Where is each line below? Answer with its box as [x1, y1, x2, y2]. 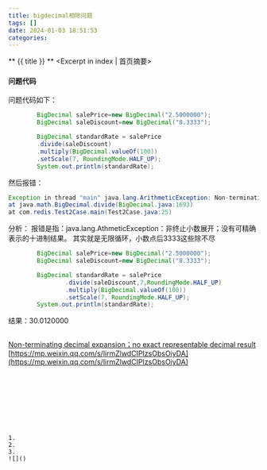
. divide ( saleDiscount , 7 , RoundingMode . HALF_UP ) [64, 279, 222, 287]
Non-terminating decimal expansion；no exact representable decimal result [8, 340, 257, 349]
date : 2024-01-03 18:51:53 [8, 26, 98, 34]
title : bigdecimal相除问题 [8, 11, 93, 20]
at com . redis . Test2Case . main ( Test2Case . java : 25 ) [8, 208, 172, 217]
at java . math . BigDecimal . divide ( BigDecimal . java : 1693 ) [8, 201, 194, 209]
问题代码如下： [8, 95, 57, 105]
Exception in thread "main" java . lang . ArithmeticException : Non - [8, 194, 229, 202]
